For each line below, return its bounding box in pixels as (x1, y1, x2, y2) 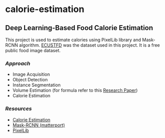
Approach (5, 60, 31, 67)
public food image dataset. (5, 48, 61, 53)
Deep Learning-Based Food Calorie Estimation (5, 24, 153, 32)
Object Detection (12, 77, 48, 83)
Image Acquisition (12, 71, 50, 77)
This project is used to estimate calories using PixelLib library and (5, 37, 141, 43)
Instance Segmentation (12, 82, 61, 88)
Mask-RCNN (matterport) (12, 122, 65, 128)
